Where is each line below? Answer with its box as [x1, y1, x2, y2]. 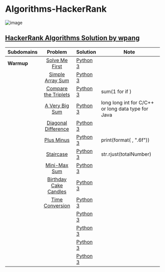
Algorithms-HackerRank [5, 3, 107, 15]
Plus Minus [44, 136, 70, 143]
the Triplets [44, 91, 70, 98]
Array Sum [45, 77, 70, 84]
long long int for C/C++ [101, 99, 154, 106]
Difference [45, 125, 69, 132]
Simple [49, 71, 65, 78]
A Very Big [45, 102, 69, 109]
